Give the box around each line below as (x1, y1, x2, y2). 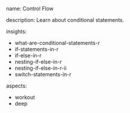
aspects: (6, 82, 27, 89)
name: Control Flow (6, 5, 54, 12)
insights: (6, 28, 27, 35)
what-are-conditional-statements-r (14, 40, 100, 46)
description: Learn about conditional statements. (6, 17, 125, 23)
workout (14, 94, 35, 101)
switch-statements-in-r (14, 71, 72, 78)
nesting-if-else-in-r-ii (14, 64, 67, 72)
